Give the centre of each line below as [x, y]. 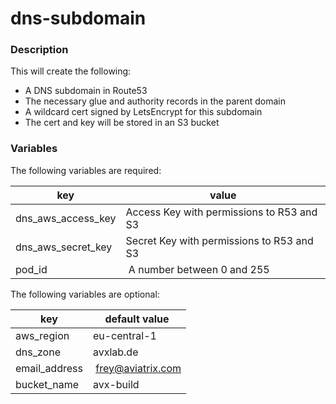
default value [137, 319]
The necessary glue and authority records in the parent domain [155, 101]
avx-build [116, 384]
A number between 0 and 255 [199, 269]
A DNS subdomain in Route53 [86, 91]
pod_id [31, 269]
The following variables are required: [86, 170]
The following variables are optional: [85, 294]
